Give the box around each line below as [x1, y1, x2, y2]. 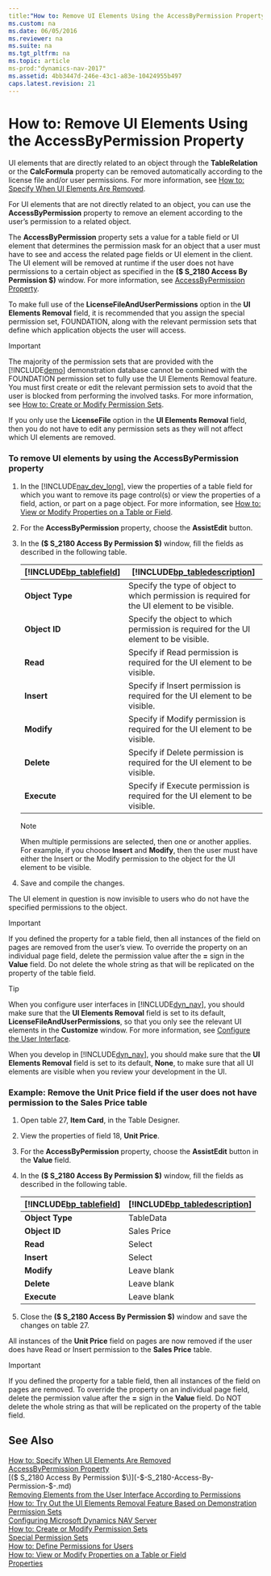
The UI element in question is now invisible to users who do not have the [8, 894, 250, 903]
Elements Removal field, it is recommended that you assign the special [8, 308, 245, 318]
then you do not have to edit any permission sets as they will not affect [8, 424, 244, 433]
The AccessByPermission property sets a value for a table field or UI [8, 232, 240, 243]
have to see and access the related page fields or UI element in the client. [8, 250, 253, 260]
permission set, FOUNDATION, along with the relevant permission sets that [8, 317, 257, 327]
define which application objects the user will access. [8, 325, 187, 336]
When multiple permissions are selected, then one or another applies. [19, 836, 252, 846]
